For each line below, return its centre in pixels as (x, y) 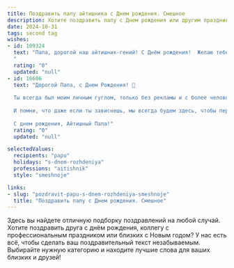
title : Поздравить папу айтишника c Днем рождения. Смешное (96, 14)
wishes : (18, 40)
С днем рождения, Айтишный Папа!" (63, 124)
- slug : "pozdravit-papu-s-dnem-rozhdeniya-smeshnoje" (88, 194)
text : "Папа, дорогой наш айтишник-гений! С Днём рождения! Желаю (114, 53)
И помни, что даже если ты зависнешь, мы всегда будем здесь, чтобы (115, 111)
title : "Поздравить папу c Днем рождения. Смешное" (90, 200)
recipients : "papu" (42, 156)
